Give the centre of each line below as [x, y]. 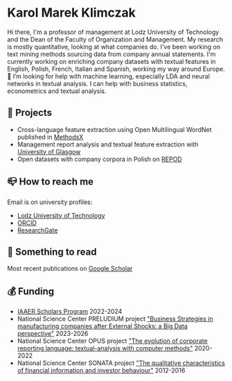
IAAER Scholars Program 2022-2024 [70, 312]
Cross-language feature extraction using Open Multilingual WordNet [115, 129]
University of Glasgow [49, 151]
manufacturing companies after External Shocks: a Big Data [102, 326]
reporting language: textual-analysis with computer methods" [105, 348]
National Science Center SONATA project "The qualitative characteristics [121, 363]
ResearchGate [37, 230]
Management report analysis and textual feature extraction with [108, 144]
